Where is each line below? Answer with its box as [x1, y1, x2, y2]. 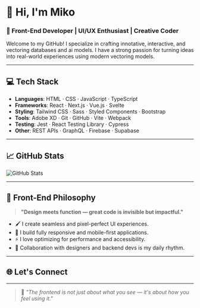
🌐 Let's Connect [6, 267, 68, 277]
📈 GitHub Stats [6, 150, 64, 161]
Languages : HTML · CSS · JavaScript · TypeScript [14, 96, 138, 103]
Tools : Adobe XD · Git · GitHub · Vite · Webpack [14, 115, 132, 122]
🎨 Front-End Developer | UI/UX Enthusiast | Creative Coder [6, 27, 179, 35]
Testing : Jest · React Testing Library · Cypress [14, 121, 129, 128]
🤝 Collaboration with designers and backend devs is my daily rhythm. [14, 244, 185, 251]
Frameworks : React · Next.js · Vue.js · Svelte [14, 101, 125, 109]
